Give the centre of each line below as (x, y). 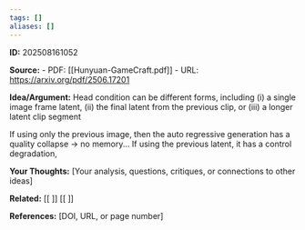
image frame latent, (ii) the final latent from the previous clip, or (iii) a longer (151, 106)
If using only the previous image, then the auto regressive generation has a (150, 134)
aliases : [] (32, 26)
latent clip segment (46, 116)
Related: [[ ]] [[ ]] (42, 198)
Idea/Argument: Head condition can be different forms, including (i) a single (152, 97)
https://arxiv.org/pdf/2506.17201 (70, 79)
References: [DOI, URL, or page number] (86, 215)
